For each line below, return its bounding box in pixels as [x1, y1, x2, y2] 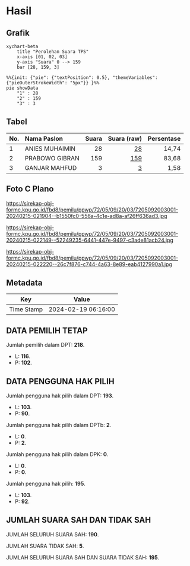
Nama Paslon [24, 134, 64, 143]
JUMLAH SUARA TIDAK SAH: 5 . [6, 542, 84, 549]
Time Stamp [9, 305, 43, 314]
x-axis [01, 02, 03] [17, 54, 68, 60]
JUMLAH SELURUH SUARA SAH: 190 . [6, 530, 99, 538]
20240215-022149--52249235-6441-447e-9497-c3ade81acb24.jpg [6, 236, 174, 244]
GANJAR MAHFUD [24, 163, 77, 172]
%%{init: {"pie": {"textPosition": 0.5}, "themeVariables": [6, 75, 159, 81]
